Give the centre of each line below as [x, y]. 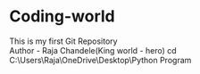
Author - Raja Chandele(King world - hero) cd [93, 50]
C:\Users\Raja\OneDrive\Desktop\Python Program [100, 60]
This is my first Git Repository [63, 41]
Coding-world [62, 16]
